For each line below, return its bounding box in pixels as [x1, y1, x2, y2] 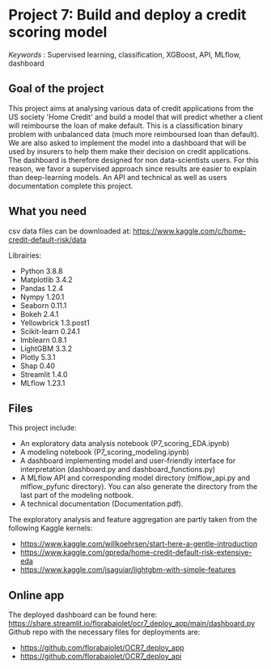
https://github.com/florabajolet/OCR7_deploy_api [19, 651, 182, 662]
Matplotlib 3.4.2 [19, 274, 73, 285]
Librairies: [8, 250, 42, 260]
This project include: [8, 423, 77, 433]
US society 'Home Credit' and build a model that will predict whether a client [8, 112, 263, 122]
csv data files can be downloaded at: [8, 225, 132, 236]
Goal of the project [8, 82, 104, 96]
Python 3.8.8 [19, 266, 63, 276]
